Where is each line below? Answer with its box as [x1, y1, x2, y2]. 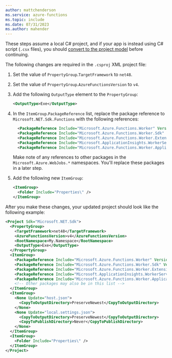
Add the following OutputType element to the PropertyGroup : [12, 91, 138, 97]
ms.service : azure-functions [5, 12, 68, 17]
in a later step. [12, 165, 43, 171]
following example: [5, 209, 45, 215]
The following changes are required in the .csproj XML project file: [5, 62, 147, 68]
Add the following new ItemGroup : [12, 175, 83, 181]
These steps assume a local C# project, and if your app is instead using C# [5, 41, 164, 47]
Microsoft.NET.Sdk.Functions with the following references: [12, 116, 139, 122]
